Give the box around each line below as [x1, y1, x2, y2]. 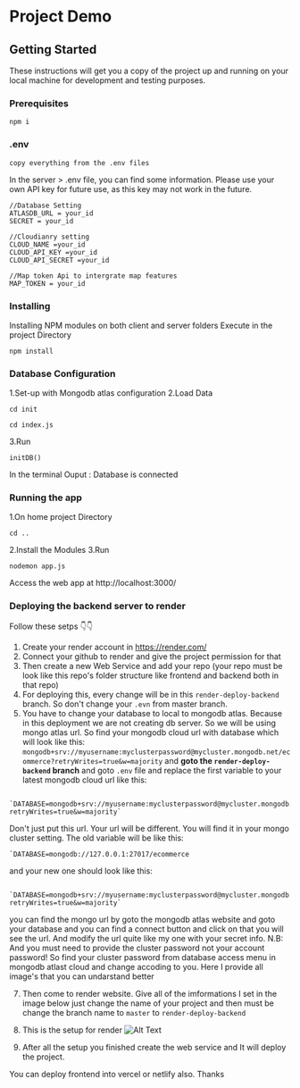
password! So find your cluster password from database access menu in [9, 951, 277, 962]
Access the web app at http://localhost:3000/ [9, 578, 177, 589]
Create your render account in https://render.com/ [21, 641, 207, 652]
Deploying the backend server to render [9, 600, 186, 613]
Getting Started [9, 42, 97, 57]
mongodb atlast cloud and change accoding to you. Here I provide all [9, 961, 263, 972]
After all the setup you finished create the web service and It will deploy [21, 1042, 287, 1052]
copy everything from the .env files [9, 158, 150, 167]
